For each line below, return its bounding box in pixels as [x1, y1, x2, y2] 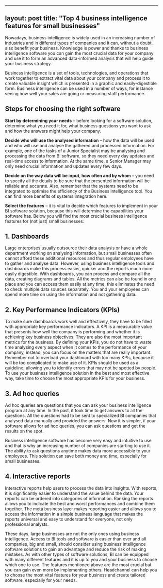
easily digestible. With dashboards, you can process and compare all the [5, 271, 150, 277]
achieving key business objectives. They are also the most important [5, 334, 142, 340]
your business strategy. [5, 60, 52, 66]
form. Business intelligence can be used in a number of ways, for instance [5, 86, 153, 91]
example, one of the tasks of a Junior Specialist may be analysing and [5, 148, 145, 154]
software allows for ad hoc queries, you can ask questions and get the [5, 423, 146, 429]
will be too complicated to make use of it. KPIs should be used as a [5, 360, 139, 366]
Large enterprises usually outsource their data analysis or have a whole [5, 245, 148, 251]
